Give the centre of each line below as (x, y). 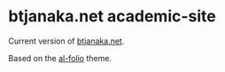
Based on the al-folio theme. (60, 58)
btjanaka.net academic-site (112, 16)
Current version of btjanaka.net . (66, 41)
